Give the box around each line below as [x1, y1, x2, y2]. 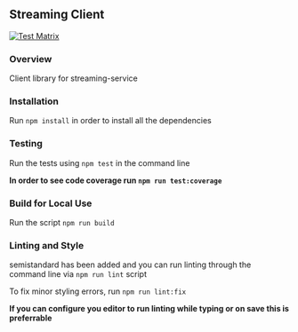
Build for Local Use [9, 197, 93, 209]
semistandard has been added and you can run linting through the [9, 259, 252, 270]
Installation [9, 95, 60, 107]
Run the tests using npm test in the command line [9, 157, 190, 168]
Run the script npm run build [9, 217, 115, 227]
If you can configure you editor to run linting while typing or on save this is [9, 304, 289, 314]
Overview [9, 52, 52, 65]
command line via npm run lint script [9, 269, 147, 280]
